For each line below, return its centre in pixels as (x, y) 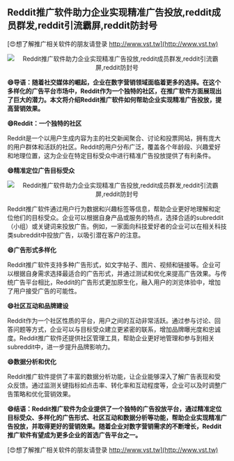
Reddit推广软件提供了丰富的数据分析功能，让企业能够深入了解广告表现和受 (114, 376)
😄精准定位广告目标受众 (41, 170)
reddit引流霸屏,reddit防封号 (98, 25)
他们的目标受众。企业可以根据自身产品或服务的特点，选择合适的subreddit (118, 217)
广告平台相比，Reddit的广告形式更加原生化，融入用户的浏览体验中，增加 (117, 282)
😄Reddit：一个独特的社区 (45, 123)
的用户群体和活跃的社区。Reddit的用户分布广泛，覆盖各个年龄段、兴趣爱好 (114, 147)
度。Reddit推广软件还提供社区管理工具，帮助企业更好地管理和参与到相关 (111, 338)
